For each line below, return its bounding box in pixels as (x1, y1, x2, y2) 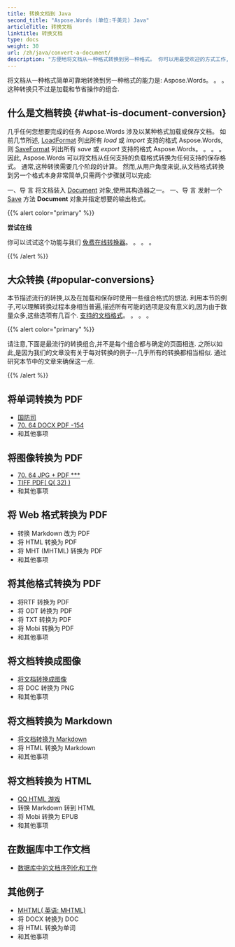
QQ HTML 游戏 (17, 795, 61, 803)
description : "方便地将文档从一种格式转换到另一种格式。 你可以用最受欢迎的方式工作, (7, 56, 229, 63)
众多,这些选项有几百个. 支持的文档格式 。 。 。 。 (13, 311, 152, 319)
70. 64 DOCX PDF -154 (17, 421, 84, 429)
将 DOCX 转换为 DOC (17, 915, 79, 923)
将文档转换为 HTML (7, 775, 92, 787)
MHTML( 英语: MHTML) (17, 906, 86, 914)
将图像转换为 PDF (7, 452, 83, 464)
